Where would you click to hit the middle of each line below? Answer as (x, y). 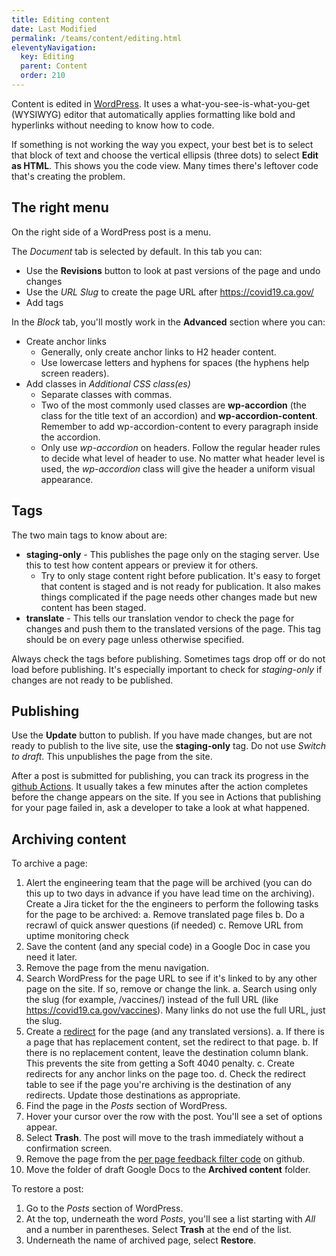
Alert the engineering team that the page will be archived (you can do (169, 883)
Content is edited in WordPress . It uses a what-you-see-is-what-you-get (160, 103)
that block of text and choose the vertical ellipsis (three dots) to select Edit (165, 155)
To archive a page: (49, 863)
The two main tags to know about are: (89, 535)
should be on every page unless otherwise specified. (135, 639)
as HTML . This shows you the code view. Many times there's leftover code (165, 165)
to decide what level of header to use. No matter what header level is (183, 458)
